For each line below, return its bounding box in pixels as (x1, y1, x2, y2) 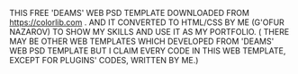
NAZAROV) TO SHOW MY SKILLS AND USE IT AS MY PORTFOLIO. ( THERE (9, 27, 290, 37)
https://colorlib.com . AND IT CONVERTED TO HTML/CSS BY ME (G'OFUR (9, 17, 285, 28)
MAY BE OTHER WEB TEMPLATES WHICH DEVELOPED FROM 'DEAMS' (9, 36, 275, 46)
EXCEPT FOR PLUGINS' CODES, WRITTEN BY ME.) (9, 55, 199, 65)
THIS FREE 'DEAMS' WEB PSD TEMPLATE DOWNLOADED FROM (9, 8, 250, 18)
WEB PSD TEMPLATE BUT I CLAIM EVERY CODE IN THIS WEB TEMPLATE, (9, 45, 286, 56)
